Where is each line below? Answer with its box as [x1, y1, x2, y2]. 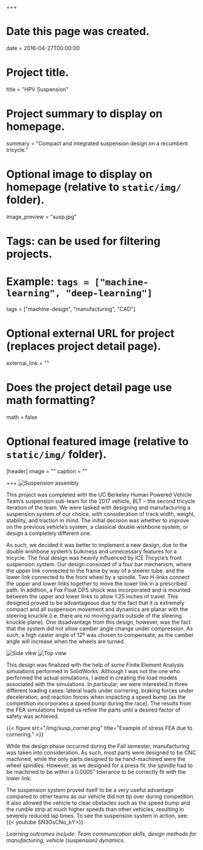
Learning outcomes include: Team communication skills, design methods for [6, 830, 197, 837]
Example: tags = [6, 275, 89, 289]
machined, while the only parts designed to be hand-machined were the [6, 755, 186, 762]
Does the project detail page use [6, 381, 172, 394]
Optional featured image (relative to [6, 434, 189, 448]
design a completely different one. [6, 529, 92, 537]
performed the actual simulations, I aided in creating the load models [6, 674, 178, 681]
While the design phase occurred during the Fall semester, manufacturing [6, 742, 190, 750]
